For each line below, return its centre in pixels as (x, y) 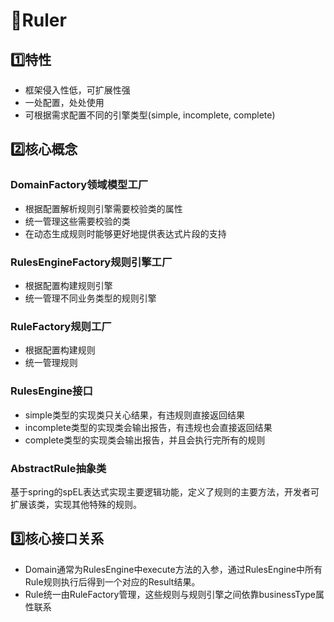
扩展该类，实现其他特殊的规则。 (76, 504)
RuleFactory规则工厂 (61, 326)
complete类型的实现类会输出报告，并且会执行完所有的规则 (145, 440)
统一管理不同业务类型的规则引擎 (90, 298)
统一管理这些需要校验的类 (77, 221)
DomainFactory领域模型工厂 (79, 185)
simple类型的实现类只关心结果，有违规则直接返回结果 (134, 415)
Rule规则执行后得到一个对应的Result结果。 (112, 581)
